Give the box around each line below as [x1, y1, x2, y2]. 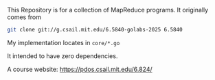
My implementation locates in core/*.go [7, 38, 120, 46]
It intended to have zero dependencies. [7, 51, 118, 60]
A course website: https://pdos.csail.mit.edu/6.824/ [7, 65, 152, 73]
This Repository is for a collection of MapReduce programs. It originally [7, 6, 209, 14]
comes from [7, 13, 42, 21]
